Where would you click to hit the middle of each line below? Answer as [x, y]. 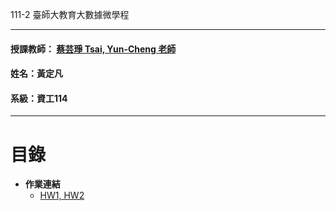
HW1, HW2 [62, 195]
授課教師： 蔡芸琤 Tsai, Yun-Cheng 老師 [93, 49]
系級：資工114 [39, 98]
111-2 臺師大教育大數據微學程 [70, 14]
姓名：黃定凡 [36, 74]
